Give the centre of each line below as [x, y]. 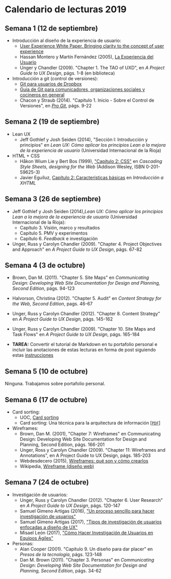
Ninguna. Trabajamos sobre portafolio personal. [55, 384]
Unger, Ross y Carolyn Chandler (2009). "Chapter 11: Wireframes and [93, 450]
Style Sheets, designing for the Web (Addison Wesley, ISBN [82, 167]
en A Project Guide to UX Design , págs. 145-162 [63, 319]
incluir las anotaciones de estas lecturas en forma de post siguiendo [84, 350]
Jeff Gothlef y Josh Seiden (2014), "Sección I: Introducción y [84, 140]
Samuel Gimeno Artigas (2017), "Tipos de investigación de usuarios [91, 522]
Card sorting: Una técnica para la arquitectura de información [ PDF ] [90, 423]
